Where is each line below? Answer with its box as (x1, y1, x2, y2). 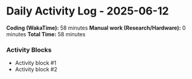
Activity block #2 (14, 66, 57, 73)
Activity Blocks (6, 45, 52, 54)
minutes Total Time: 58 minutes (6, 30, 86, 37)
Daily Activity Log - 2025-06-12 (6, 4, 169, 18)
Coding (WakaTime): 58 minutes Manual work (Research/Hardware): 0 (6, 24, 186, 31)
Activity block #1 (14, 59, 56, 67)
